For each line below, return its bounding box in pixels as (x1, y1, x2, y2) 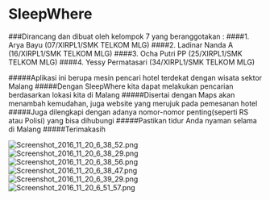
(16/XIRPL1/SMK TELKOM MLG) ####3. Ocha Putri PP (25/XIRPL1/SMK (8, 48, 243, 58)
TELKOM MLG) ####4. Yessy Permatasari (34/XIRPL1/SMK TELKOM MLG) (8, 57, 255, 67)
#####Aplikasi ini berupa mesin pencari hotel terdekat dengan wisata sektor (8, 73, 263, 82)
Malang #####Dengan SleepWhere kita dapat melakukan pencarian (8, 81, 234, 91)
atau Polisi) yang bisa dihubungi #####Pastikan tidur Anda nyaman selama (8, 115, 258, 125)
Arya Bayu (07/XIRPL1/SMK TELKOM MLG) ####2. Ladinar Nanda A (8, 40, 234, 49)
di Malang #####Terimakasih (8, 124, 106, 134)
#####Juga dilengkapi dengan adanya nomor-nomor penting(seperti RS (8, 106, 249, 117)
